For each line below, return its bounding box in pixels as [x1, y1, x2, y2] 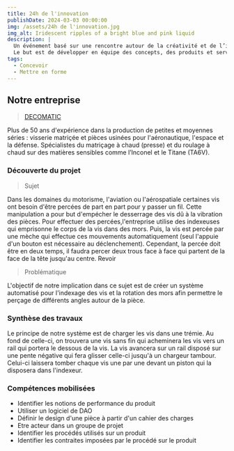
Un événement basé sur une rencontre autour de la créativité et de [13, 42, 217, 49]
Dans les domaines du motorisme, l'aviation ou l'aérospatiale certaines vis [7, 195, 220, 203]
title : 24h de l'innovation [7, 10, 89, 17]
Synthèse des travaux [7, 313, 84, 323]
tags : [7, 56, 23, 63]
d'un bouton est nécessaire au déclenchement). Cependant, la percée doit [7, 239, 221, 248]
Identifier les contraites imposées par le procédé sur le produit [17, 436, 197, 445]
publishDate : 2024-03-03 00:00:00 [7, 17, 108, 24]
